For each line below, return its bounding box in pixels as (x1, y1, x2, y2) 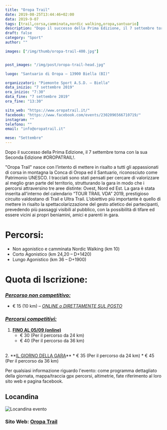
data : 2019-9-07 (5, 16, 39, 21)
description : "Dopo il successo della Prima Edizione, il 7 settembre (5, 26, 155, 31)
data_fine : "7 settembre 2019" (5, 94, 70, 99)
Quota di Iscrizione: (5, 274, 88, 285)
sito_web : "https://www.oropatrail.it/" (5, 108, 90, 113)
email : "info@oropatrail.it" (5, 126, 66, 131)
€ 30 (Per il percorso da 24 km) (19, 332, 84, 338)
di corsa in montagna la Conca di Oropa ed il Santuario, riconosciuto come (5, 169, 158, 175)
